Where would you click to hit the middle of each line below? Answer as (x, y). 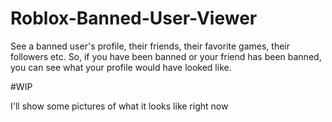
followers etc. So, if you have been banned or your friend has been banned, (166, 56)
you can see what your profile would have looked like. (121, 67)
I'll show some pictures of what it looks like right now (119, 106)
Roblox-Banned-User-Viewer (134, 18)
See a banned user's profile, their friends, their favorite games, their (150, 46)
